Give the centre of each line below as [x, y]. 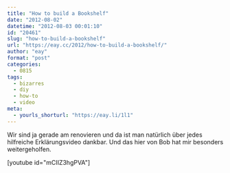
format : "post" [29, 58]
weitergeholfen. [29, 149]
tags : [15, 77]
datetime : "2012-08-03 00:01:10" [55, 26]
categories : [24, 64]
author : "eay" [27, 52]
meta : [15, 109]
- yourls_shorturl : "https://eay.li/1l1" [73, 115]
